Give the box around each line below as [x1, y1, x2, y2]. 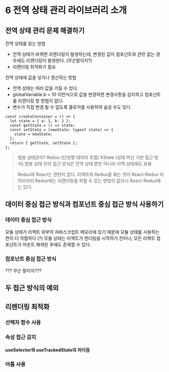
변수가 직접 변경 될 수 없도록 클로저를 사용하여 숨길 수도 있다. [12, 104, 132, 110]
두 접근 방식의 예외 [5, 284, 59, 292]
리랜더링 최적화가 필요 [12, 64, 56, 69]
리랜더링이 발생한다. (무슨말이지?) [26, 57, 92, 63]
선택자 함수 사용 [5, 319, 41, 326]
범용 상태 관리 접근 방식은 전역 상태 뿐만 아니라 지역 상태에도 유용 [24, 161, 152, 167]
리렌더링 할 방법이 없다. [18, 98, 64, 104]
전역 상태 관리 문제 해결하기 [5, 26, 84, 35]
